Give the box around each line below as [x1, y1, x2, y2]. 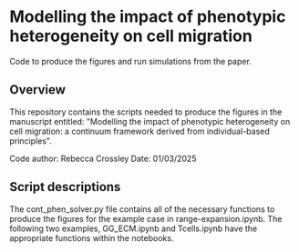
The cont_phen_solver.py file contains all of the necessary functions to [9, 203, 275, 215]
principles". [9, 135, 52, 146]
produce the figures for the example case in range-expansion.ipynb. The [9, 213, 283, 224]
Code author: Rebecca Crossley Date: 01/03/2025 [9, 153, 197, 164]
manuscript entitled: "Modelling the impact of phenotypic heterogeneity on [9, 116, 291, 126]
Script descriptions [9, 179, 121, 195]
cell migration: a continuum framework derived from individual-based [9, 126, 271, 136]
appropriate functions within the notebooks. [9, 232, 174, 243]
